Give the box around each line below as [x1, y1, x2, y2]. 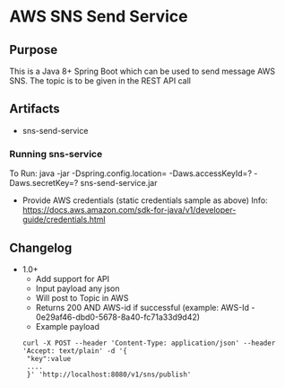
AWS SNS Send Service [9, 6, 188, 27]
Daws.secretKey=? [9, 178, 79, 189]
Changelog [9, 240, 73, 255]
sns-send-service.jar [80, 178, 158, 189]
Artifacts [9, 101, 60, 117]
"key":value [26, 354, 72, 363]
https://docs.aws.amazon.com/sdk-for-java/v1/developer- [22, 205, 237, 216]
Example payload [35, 321, 100, 331]
